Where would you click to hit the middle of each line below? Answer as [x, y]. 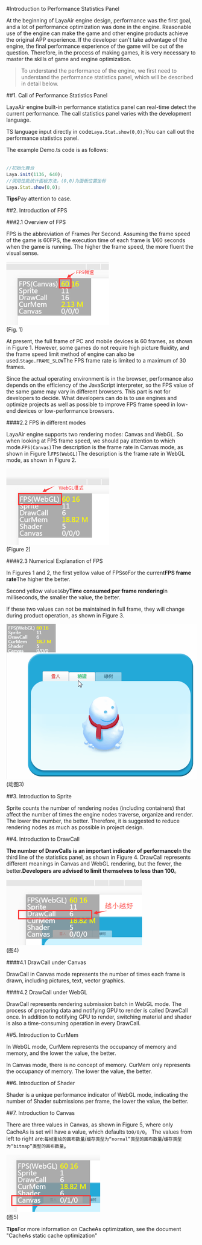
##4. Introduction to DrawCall [43, 839]
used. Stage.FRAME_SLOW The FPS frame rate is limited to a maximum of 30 [96, 361]
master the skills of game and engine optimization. [69, 59]
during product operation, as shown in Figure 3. [65, 616]
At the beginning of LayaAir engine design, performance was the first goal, [99, 20]
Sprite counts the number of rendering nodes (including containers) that [96, 808]
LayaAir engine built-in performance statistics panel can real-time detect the [101, 107]
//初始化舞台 [20, 168]
